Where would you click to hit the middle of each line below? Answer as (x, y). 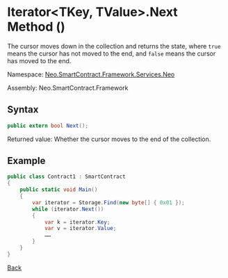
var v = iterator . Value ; (80, 229)
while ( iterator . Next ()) (68, 209)
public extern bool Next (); (48, 126)
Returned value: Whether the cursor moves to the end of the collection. (109, 139)
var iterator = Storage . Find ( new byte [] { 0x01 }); (109, 202)
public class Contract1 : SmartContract (67, 177)
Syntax (23, 109)
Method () (36, 27)
